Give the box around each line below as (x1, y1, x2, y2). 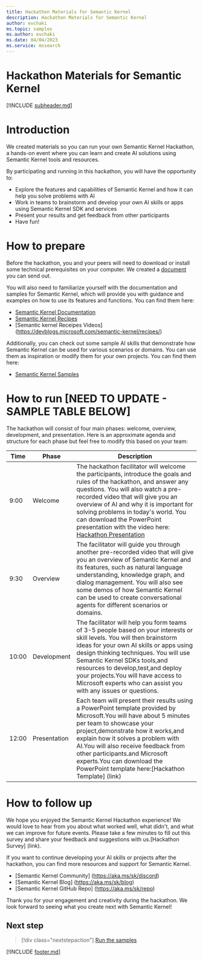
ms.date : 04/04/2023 (6, 37, 59, 43)
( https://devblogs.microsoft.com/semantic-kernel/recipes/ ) (14, 328, 163, 335)
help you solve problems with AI (14, 192, 95, 199)
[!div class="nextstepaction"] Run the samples (21, 937, 137, 944)
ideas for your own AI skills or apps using (76, 640, 193, 649)
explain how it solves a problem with (76, 734, 179, 742)
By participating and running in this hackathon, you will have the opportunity (6, 167, 196, 175)
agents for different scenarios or (76, 600, 168, 609)
